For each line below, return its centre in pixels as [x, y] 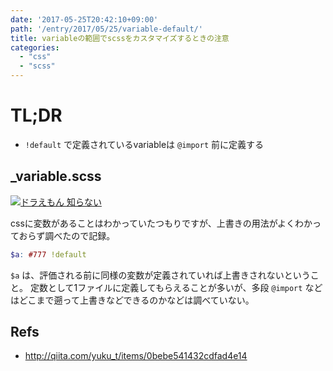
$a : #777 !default [48, 254]
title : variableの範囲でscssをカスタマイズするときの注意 [120, 38]
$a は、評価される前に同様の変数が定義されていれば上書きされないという [160, 275]
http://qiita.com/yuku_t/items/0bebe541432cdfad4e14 [136, 356]
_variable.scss [56, 176]
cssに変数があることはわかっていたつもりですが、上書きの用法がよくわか [161, 223]
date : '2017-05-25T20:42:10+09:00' [84, 19]
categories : [35, 47]
